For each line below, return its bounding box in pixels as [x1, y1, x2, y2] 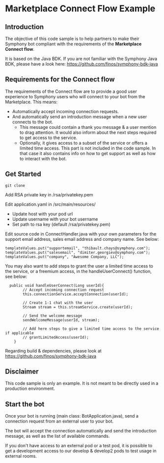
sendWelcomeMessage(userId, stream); [23, 317, 100, 322]
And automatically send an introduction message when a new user [12, 114, 147, 119]
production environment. [5, 386, 55, 391]
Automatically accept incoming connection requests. [12, 108, 119, 114]
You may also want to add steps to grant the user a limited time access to [5, 263, 153, 269]
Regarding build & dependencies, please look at [5, 347, 102, 353]
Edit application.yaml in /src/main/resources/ [5, 201, 96, 207]
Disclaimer [5, 367, 39, 376]
